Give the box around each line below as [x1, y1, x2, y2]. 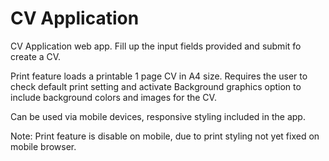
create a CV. [10, 50, 62, 62]
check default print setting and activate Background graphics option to [10, 80, 302, 92]
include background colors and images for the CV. [10, 91, 217, 103]
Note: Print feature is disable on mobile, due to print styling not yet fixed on [10, 130, 320, 142]
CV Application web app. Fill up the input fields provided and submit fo [10, 40, 302, 52]
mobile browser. [10, 140, 77, 152]
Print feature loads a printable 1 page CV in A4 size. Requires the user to [10, 70, 308, 82]
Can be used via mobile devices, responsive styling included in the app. [10, 110, 306, 122]
